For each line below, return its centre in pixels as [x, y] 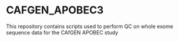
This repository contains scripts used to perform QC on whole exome [90, 26]
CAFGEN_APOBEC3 [55, 10]
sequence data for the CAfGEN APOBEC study [62, 32]
